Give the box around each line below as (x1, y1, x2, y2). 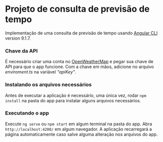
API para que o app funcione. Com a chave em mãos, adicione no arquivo (5, 64, 154, 70)
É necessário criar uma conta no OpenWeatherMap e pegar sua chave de (5, 59, 154, 65)
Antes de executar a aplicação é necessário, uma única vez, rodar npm (5, 92, 146, 98)
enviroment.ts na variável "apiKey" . (5, 69, 77, 75)
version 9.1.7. (5, 35, 31, 41)
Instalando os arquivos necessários (5, 81, 92, 88)
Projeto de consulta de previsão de (5, 3, 150, 15)
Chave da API (5, 47, 38, 54)
